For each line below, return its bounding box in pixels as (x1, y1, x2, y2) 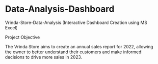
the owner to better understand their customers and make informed (5, 49, 142, 55)
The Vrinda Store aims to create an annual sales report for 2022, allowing (5, 43, 154, 49)
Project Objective (5, 34, 40, 40)
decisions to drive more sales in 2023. (5, 54, 82, 60)
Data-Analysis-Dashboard (5, 3, 114, 15)
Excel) (5, 24, 18, 30)
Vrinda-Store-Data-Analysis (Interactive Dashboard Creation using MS (5, 20, 147, 25)
